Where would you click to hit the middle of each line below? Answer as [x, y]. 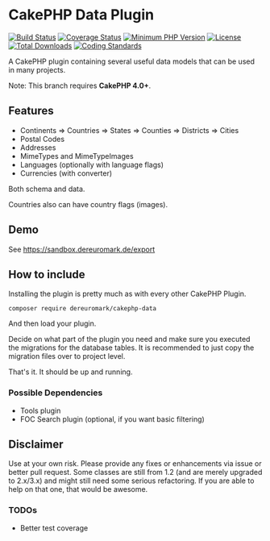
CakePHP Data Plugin [81, 15]
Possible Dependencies [56, 393]
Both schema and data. [47, 189]
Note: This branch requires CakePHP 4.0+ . [80, 85]
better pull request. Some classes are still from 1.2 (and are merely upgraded [135, 472]
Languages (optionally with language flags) [91, 164]
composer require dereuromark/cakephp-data [83, 309]
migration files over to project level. [67, 356]
